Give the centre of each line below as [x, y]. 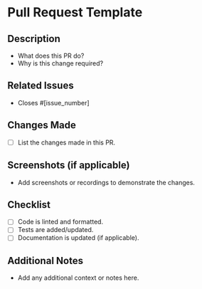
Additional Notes [46, 261]
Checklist [29, 205]
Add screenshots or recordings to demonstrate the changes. [106, 182]
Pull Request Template [75, 12]
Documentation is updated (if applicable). [78, 238]
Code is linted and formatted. [60, 222]
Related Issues [41, 86]
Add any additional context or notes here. [78, 278]
